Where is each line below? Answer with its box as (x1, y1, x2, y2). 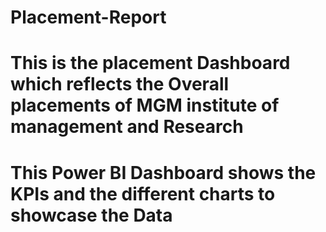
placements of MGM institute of (10, 94, 280, 117)
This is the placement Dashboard (10, 52, 291, 75)
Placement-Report (10, 6, 167, 29)
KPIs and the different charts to (10, 182, 276, 205)
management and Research (10, 116, 244, 138)
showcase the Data (10, 204, 173, 226)
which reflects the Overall (10, 73, 230, 96)
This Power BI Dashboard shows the (10, 161, 317, 184)
